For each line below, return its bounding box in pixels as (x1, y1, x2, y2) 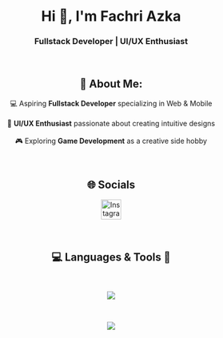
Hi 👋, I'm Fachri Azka (41, 7, 181, 26)
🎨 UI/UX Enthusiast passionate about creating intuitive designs (7, 119, 215, 129)
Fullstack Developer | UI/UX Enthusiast (34, 36, 189, 47)
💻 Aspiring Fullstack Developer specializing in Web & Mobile (10, 99, 213, 109)
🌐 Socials (86, 177, 136, 191)
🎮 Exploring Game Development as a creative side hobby (15, 136, 207, 146)
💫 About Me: (79, 77, 143, 90)
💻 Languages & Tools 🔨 (51, 250, 171, 264)
